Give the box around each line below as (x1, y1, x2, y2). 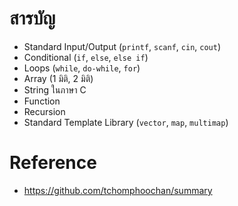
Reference (9, 152, 97, 174)
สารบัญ (9, 7, 56, 30)
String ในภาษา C (23, 83, 87, 96)
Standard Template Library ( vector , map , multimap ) (23, 116, 229, 128)
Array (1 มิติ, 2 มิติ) (23, 72, 94, 84)
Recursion (23, 105, 66, 117)
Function (23, 95, 61, 107)
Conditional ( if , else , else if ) (23, 51, 149, 63)
